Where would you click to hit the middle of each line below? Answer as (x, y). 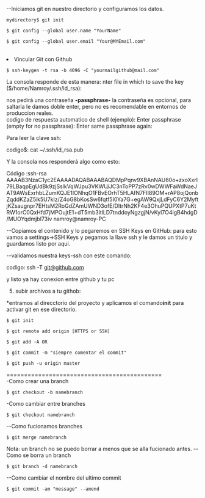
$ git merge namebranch (37, 438)
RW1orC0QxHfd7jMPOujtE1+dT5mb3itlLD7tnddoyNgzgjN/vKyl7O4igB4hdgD (102, 212)
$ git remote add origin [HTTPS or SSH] (59, 331)
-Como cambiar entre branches (46, 404)
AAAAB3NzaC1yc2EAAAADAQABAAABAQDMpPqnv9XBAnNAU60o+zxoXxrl (102, 180)
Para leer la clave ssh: (34, 138)
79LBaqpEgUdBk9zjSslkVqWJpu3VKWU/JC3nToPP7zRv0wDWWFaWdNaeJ (102, 186)
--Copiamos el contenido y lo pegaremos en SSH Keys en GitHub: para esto (102, 231)
